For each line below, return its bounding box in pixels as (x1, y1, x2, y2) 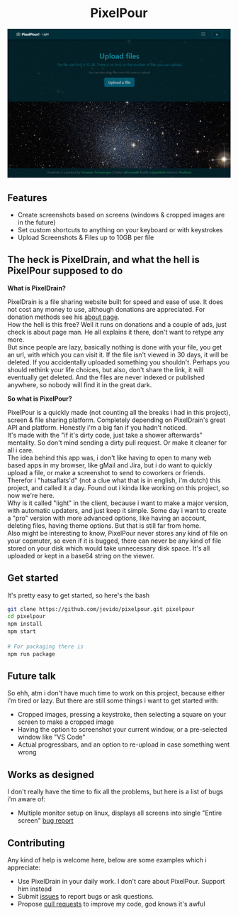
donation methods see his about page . (7, 313, 120, 321)
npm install (7, 620, 42, 628)
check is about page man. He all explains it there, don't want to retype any (7, 327, 225, 336)
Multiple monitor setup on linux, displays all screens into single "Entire (17, 808, 222, 818)
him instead (17, 884, 52, 893)
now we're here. (7, 491, 55, 499)
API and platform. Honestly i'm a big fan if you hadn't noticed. (7, 423, 188, 431)
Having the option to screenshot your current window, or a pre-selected (17, 725, 228, 734)
